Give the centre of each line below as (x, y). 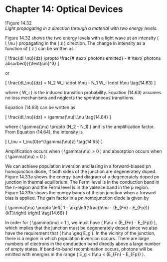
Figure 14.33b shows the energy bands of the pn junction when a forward (81, 192)
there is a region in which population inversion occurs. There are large (77, 238)
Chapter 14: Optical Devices (64, 9)
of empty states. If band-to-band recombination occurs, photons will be (79, 249)
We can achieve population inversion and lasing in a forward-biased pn (78, 166)
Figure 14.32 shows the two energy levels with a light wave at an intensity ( (82, 38)
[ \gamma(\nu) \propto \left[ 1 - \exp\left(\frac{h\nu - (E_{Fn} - (68, 207)
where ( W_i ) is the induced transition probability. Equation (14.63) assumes (83, 92)
